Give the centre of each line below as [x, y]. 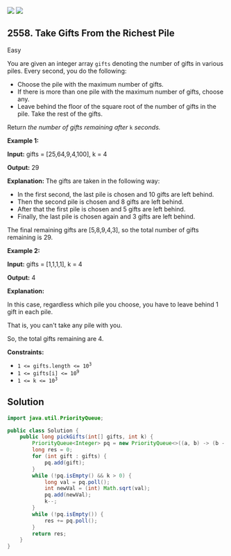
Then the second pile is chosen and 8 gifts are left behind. [100, 202]
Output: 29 [23, 167]
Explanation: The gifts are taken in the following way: [84, 181]
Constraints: [26, 352]
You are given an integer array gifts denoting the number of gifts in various [115, 63]
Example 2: [24, 250]
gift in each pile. [30, 311]
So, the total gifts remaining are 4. [55, 338]
